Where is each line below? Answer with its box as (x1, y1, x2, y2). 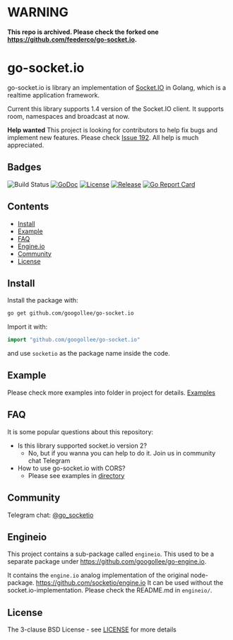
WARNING (7, 4, 68, 21)
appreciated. (7, 141, 44, 149)
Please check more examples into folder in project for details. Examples (7, 388, 215, 397)
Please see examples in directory (28, 471, 125, 479)
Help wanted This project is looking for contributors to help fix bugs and (7, 125, 217, 134)
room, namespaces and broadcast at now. (7, 112, 130, 120)
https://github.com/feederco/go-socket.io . (7, 35, 138, 43)
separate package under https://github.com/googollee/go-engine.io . (7, 557, 207, 566)
